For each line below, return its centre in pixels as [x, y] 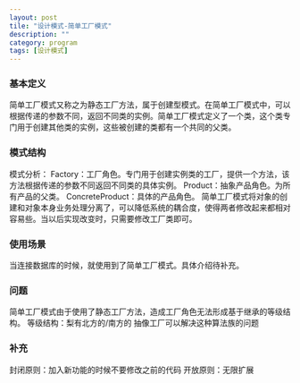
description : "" [39, 34]
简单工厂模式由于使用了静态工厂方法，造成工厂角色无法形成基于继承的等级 [146, 312]
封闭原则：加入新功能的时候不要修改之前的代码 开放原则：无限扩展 [132, 370]
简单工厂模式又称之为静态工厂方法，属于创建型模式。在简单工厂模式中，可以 [150, 105]
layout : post [33, 17]
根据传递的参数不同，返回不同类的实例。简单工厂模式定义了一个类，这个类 [146, 116]
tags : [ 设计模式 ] [39, 51]
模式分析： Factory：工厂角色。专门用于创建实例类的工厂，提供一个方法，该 [150, 174]
